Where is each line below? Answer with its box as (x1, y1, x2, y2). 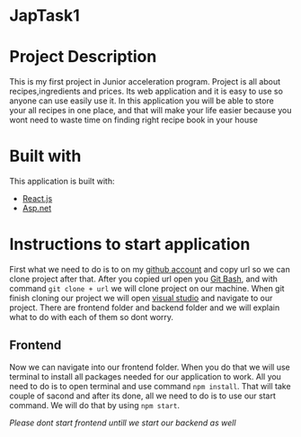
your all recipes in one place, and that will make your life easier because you (9, 105, 292, 116)
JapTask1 (9, 5, 80, 26)
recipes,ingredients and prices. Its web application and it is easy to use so (9, 86, 283, 97)
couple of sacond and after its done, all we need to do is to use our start (9, 390, 277, 401)
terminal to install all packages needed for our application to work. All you (9, 370, 281, 382)
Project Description (9, 47, 157, 67)
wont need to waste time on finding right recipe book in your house (9, 114, 259, 126)
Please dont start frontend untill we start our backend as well (9, 417, 236, 428)
